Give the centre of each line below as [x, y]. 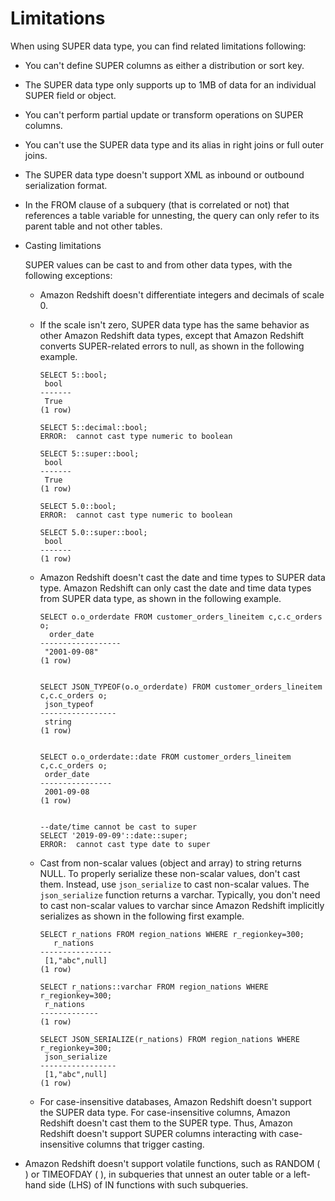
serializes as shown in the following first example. [142, 916]
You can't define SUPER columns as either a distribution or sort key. [164, 65]
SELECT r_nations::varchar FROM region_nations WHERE [154, 987]
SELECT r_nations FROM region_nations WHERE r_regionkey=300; [172, 934]
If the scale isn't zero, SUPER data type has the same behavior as [174, 324]
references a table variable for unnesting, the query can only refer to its [172, 215]
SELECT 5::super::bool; [89, 453]
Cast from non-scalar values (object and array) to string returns [170, 863]
